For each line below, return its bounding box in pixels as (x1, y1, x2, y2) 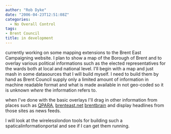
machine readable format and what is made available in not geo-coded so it (5, 81, 164, 87)
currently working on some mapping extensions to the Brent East (5, 49, 141, 56)
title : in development (5, 36, 53, 41)
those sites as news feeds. (5, 107, 61, 114)
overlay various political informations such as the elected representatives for (5, 60, 166, 66)
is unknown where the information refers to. (5, 87, 97, 93)
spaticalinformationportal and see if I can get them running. (5, 122, 130, 129)
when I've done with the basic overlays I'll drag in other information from (5, 97, 158, 103)
